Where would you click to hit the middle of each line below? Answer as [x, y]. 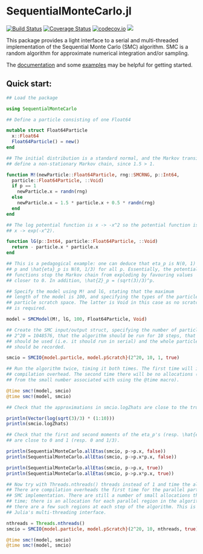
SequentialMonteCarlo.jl [69, 11]
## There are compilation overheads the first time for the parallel [96, 490]
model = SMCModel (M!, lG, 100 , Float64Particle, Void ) [77, 319]
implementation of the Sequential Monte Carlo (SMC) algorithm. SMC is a [97, 47]
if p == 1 [24, 186]
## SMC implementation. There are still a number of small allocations [98, 496]
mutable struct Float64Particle [47, 130]
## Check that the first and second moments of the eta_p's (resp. [93, 435]
